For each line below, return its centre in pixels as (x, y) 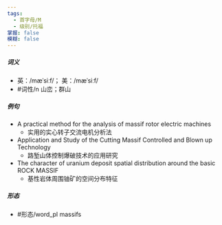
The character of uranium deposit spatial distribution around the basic (116, 163)
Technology (34, 147)
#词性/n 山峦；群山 (44, 89)
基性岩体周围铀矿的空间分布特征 (73, 179)
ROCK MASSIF (38, 171)
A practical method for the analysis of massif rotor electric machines (114, 124)
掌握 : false (23, 33)
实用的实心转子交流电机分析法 (69, 132)
